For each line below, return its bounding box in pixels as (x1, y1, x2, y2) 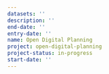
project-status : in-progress (7, 50, 93, 57)
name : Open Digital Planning (7, 37, 93, 44)
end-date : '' (7, 23, 46, 30)
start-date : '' (7, 56, 52, 63)
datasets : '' (7, 10, 46, 18)
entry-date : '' (7, 30, 52, 37)
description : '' (7, 17, 55, 24)
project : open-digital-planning (7, 43, 102, 50)
